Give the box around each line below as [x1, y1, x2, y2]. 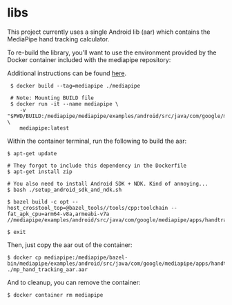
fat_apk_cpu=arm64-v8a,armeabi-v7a [7, 210, 110, 217]
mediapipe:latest [19, 124, 70, 132]
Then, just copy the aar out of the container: [7, 240, 133, 249]
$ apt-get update [7, 150, 57, 157]
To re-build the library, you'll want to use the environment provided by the [7, 48, 217, 57]
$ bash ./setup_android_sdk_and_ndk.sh [7, 186, 122, 193]
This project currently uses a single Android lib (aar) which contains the [7, 28, 211, 36]
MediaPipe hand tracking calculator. [7, 35, 110, 43]
